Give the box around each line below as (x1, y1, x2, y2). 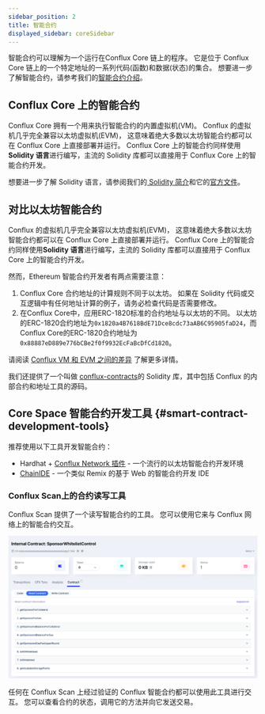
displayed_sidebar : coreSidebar (8, 29, 115, 37)
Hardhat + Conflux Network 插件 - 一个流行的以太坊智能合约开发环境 (19, 458, 244, 468)
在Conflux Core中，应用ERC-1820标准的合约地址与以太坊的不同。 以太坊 (19, 309, 257, 317)
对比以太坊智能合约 (8, 203, 102, 216)
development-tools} (8, 420, 110, 433)
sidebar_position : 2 (8, 13, 77, 21)
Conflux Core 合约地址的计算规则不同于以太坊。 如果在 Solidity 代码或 (19, 289, 248, 298)
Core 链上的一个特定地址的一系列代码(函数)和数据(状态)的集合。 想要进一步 (8, 63, 253, 73)
